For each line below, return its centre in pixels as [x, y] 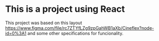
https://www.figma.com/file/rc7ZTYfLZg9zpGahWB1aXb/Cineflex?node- [79, 28]
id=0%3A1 [16, 33]
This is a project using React [65, 9]
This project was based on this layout [44, 23]
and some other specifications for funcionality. [75, 33]
